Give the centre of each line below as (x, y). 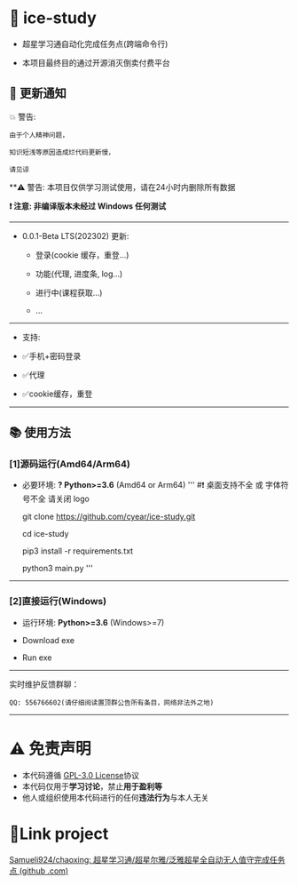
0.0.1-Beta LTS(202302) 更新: (75, 235)
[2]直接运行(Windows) (58, 602)
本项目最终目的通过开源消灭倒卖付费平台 (96, 62)
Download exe (48, 640)
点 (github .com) (39, 871)
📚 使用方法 (40, 433)
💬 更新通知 (38, 94)
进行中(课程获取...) (69, 292)
